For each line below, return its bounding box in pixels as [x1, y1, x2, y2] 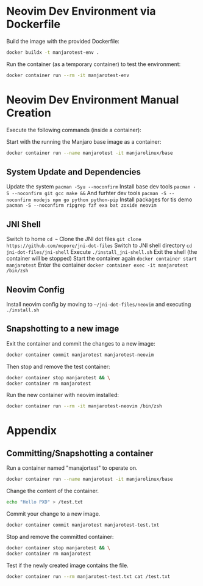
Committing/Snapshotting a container [6, 448, 154, 458]
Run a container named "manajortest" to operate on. [6, 464, 138, 472]
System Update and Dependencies [6, 166, 141, 177]
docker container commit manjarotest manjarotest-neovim [6, 352, 154, 358]
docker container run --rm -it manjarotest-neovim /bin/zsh [6, 403, 163, 409]
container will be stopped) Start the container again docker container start [6, 255, 197, 262]
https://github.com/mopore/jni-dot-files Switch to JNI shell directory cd [6, 242, 192, 249]
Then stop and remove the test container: [6, 363, 111, 370]
